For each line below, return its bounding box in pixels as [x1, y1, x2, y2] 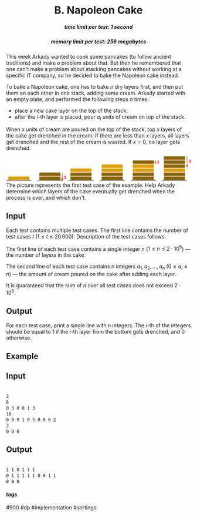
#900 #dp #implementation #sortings [6, 503, 97, 511]
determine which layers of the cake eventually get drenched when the [6, 187, 175, 194]
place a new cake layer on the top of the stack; [14, 107, 128, 114]
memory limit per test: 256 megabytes [50, 38, 147, 45]
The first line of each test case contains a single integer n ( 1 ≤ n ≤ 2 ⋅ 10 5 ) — [6, 244, 191, 253]
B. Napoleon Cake [54, 4, 143, 17]
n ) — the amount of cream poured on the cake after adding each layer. [6, 271, 176, 278]
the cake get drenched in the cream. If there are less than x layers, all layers [6, 132, 189, 139]
